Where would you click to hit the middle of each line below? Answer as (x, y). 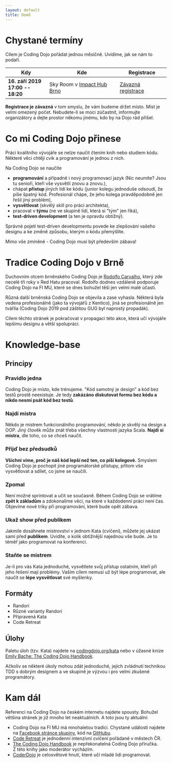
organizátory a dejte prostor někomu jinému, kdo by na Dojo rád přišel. (80, 118)
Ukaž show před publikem (38, 520)
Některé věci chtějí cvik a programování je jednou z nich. (65, 158)
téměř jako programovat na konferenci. (46, 542)
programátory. (20, 677)
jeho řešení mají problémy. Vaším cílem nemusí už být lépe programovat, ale (85, 572)
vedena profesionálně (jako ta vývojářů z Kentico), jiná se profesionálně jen (84, 303)
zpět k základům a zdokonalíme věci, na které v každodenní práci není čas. (85, 501)
